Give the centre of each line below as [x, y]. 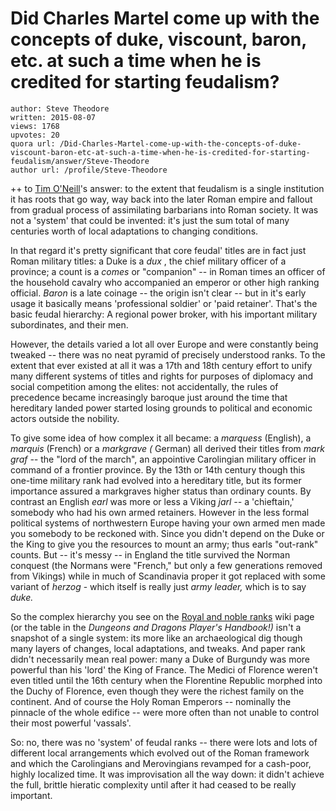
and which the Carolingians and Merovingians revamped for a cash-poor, [161, 763]
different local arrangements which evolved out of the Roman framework [160, 753]
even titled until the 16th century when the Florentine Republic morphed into [166, 680]
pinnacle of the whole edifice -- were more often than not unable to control [165, 712]
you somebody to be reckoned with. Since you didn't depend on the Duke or [167, 533]
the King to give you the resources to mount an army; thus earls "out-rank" [164, 544]
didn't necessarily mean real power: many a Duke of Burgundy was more [160, 659]
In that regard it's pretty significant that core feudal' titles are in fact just [158, 250]
